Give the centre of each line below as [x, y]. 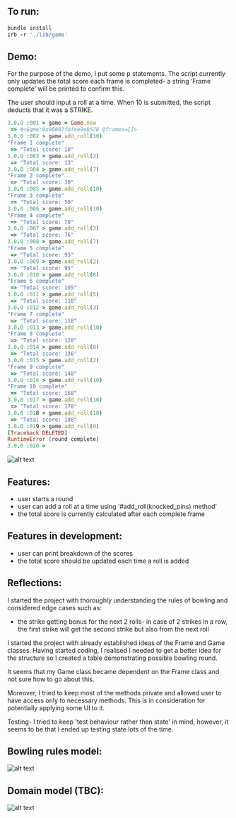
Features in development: [65, 536]
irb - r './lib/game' [38, 35]
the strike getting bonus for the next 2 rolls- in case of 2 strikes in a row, [123, 621]
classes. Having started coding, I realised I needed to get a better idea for [114, 650]
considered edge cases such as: [55, 607]
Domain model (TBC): [55, 791]
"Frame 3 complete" [36, 196]
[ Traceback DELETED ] [38, 433]
